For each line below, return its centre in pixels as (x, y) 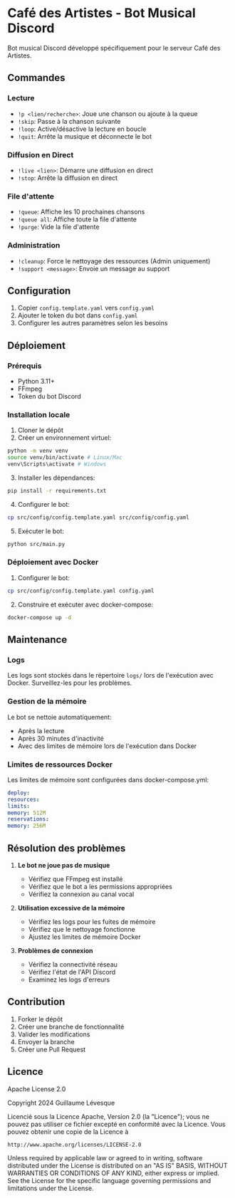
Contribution (36, 1002)
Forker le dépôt (40, 1019)
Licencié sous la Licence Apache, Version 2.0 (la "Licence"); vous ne (109, 1116)
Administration (34, 246)
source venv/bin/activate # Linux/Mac (65, 458)
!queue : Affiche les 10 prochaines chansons (81, 212)
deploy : (19, 793)
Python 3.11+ (36, 382)
